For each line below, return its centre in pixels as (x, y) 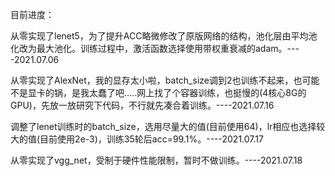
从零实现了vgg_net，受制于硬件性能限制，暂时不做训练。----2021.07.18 (156, 160)
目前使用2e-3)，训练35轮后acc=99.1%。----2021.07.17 (151, 139)
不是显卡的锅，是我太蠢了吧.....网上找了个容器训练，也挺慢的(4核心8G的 (158, 92)
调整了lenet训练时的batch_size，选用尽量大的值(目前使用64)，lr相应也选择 (163, 126)
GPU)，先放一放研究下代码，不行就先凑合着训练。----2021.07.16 (142, 105)
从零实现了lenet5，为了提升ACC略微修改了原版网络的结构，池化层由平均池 (164, 36)
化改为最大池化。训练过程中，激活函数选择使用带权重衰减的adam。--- (155, 48)
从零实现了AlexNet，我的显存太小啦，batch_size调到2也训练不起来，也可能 (165, 80)
